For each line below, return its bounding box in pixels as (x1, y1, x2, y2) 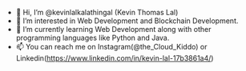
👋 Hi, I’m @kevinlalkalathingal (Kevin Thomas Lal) (15, 8, 179, 17)
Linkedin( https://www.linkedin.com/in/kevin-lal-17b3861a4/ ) (15, 53, 214, 63)
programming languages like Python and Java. (15, 33, 170, 42)
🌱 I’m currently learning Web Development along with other (15, 25, 212, 34)
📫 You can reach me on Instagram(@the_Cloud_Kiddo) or (15, 42, 208, 51)
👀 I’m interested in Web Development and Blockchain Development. (15, 16, 239, 26)
